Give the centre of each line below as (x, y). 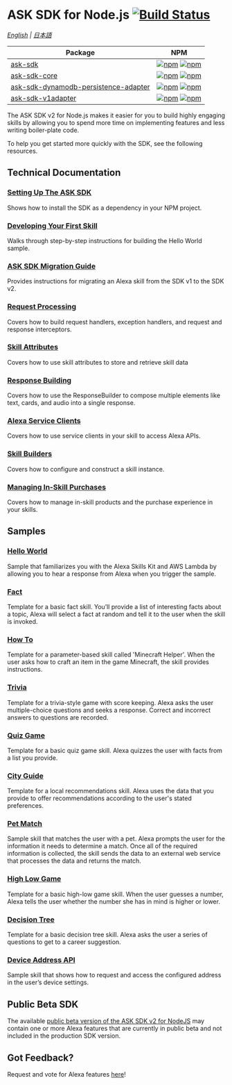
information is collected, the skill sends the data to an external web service (114, 854)
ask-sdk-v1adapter (44, 98)
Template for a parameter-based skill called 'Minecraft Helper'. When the (111, 655)
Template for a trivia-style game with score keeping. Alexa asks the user (110, 702)
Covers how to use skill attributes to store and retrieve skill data (98, 362)
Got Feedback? (41, 1058)
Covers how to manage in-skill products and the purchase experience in (110, 502)
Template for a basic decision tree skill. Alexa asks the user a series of (107, 935)
